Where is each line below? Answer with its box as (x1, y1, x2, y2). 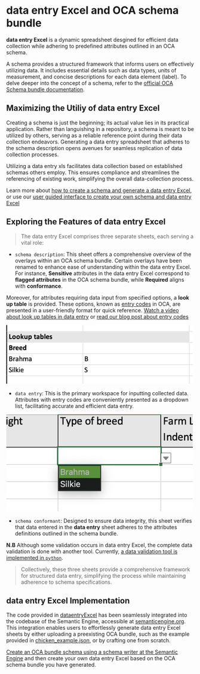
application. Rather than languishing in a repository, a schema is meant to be (6, 125, 195, 132)
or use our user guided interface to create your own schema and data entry (6, 193, 192, 200)
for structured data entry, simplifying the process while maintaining (20, 572, 186, 579)
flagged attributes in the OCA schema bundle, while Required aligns (14, 276, 184, 283)
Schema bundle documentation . (6, 86, 85, 93)
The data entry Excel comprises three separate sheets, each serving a (20, 233, 194, 240)
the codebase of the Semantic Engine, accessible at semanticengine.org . (6, 618, 186, 625)
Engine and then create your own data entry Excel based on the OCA (6, 655, 176, 662)
